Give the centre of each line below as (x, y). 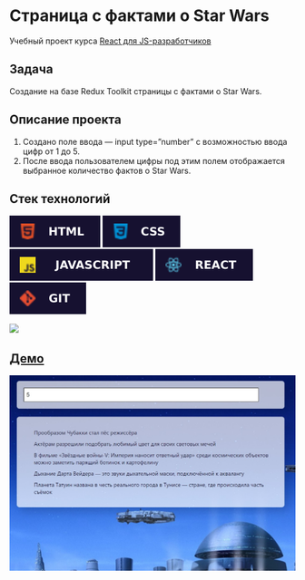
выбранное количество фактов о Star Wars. (107, 170)
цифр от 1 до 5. (51, 151)
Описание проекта (65, 120)
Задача (31, 69)
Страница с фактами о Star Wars (139, 16)
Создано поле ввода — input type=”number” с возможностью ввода (155, 141)
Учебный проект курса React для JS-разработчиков (110, 41)
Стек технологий (60, 199)
